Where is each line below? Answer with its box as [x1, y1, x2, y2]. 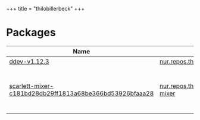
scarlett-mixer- [9, 81, 54, 90]
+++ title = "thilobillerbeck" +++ [6, 5, 85, 12]
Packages [6, 26, 57, 39]
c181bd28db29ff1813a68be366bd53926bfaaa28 [9, 89, 154, 97]
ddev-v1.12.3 [9, 57, 49, 65]
